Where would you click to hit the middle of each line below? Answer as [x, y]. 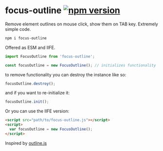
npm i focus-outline [26, 38]
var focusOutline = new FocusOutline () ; [51, 129]
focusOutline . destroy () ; [30, 84]
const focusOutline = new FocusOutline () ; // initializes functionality [81, 65]
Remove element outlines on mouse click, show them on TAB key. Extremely [82, 24]
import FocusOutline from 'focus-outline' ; [50, 56]
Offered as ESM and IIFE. [30, 47]
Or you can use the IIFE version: [37, 111]
